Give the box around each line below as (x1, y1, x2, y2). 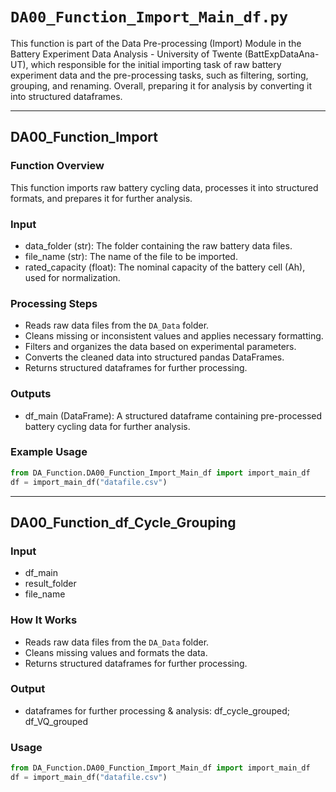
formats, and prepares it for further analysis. (10, 192, 193, 204)
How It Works (10, 613, 78, 627)
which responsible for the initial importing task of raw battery (30, 58, 282, 70)
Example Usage (10, 445, 88, 459)
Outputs (10, 387, 52, 401)
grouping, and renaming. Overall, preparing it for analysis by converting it (10, 79, 313, 92)
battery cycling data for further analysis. (24, 420, 191, 432)
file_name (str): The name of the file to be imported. (24, 250, 238, 262)
